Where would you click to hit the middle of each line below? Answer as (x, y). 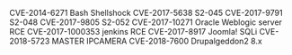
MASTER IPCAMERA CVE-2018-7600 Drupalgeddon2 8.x (157, 41)
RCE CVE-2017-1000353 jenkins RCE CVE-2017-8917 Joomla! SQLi (133, 31)
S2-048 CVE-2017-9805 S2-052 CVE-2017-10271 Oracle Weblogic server (146, 22)
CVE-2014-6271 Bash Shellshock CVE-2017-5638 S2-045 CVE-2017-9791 (146, 13)
